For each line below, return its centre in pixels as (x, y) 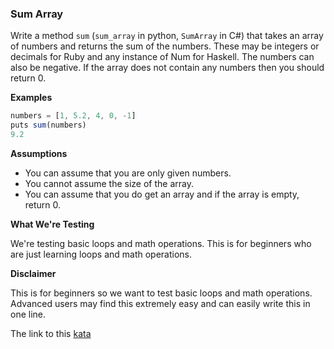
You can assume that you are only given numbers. (128, 173)
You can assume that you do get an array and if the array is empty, (162, 194)
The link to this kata (51, 333)
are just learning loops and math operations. (101, 254)
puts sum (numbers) (48, 125)
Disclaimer (33, 273)
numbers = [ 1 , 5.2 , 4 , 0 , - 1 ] (73, 116)
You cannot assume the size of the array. (109, 183)
